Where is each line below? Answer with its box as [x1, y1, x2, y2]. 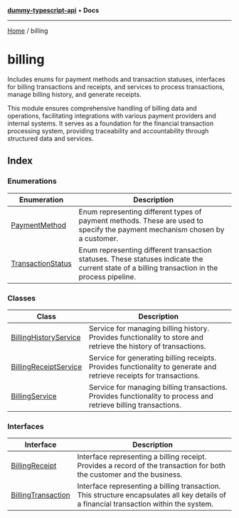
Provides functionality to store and [88, 332, 204, 342]
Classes [7, 293, 36, 303]
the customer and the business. [77, 470, 183, 480]
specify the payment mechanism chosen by [78, 224, 225, 234]
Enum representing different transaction [78, 245, 212, 255]
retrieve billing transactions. [88, 400, 181, 410]
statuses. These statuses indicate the [78, 254, 203, 264]
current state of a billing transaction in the [78, 263, 218, 273]
